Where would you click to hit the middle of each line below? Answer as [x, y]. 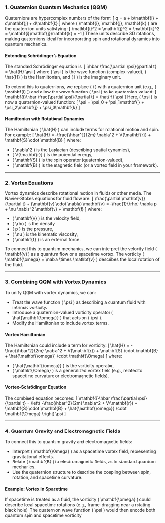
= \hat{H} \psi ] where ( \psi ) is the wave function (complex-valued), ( [76, 72]
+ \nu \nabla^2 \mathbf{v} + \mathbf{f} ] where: [54, 209]
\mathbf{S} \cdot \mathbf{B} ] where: [43, 140]
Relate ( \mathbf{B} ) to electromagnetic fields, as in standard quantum [84, 462]
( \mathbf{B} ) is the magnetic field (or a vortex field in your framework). [85, 165]
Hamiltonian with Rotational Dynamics [45, 119]
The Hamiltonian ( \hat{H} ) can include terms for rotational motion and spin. [82, 129]
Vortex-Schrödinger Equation [36, 387]
